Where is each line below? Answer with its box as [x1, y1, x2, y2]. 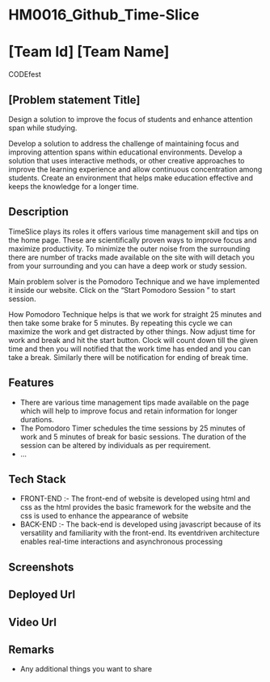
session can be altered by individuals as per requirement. [19, 440, 212, 450]
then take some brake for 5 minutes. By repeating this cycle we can [8, 318, 233, 328]
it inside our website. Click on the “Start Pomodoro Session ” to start [8, 285, 236, 294]
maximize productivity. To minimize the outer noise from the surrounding [8, 244, 251, 253]
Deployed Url [8, 588, 76, 602]
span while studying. [8, 123, 78, 133]
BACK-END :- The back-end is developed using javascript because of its [19, 519, 261, 529]
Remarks [8, 642, 55, 656]
